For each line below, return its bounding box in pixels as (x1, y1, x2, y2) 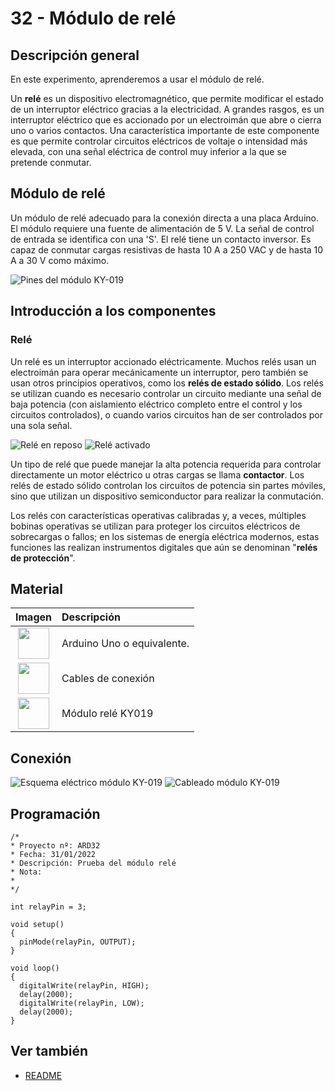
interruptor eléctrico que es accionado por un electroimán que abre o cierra (10, 114, 322, 126)
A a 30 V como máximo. (10, 254, 110, 266)
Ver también (10, 1043, 89, 1060)
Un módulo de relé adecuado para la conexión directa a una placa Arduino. (10, 212, 319, 224)
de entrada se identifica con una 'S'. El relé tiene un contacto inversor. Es (10, 233, 312, 245)
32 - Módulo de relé (10, 7, 177, 30)
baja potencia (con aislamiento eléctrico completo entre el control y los (10, 398, 303, 410)
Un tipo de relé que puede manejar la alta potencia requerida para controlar (10, 458, 322, 470)
